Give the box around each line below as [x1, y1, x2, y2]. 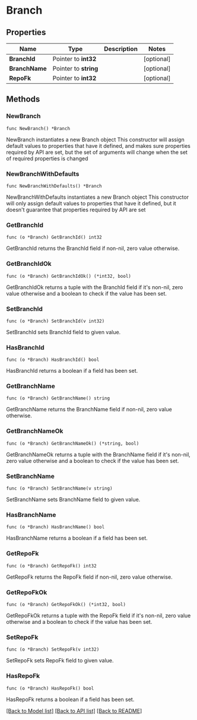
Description [103, 45, 138, 53]
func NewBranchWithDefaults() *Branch [6, 183, 102, 189]
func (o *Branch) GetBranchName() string [6, 395, 110, 401]
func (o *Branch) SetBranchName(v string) [6, 486, 113, 491]
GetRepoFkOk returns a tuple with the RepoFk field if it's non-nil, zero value [6, 612, 191, 619]
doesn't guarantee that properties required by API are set [6, 206, 146, 213]
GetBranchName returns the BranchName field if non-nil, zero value [6, 406, 172, 413]
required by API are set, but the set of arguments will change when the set [6, 148, 188, 156]
